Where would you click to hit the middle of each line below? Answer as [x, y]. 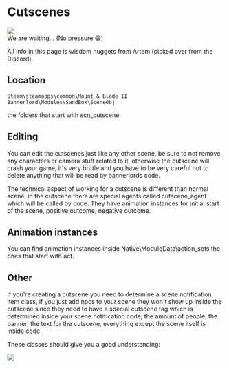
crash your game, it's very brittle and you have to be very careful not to [108, 168]
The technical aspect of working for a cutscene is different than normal [108, 188]
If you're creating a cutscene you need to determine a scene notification [109, 294]
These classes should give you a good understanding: [84, 345]
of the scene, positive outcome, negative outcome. [79, 210]
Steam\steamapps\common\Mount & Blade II [67, 96]
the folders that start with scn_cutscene [63, 115]
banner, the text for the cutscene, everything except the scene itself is [107, 324]
